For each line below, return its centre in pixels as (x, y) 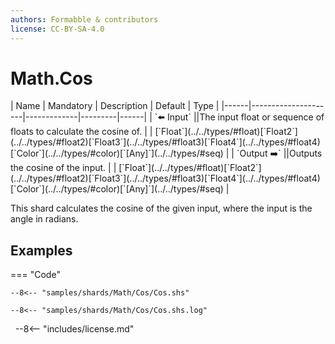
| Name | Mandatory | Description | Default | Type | (115, 106)
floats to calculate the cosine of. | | (81, 132)
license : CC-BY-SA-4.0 (57, 29)
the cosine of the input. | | (63, 168)
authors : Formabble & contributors (84, 19)
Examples (41, 250)
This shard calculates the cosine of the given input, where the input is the (161, 208)
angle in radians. (44, 219)
